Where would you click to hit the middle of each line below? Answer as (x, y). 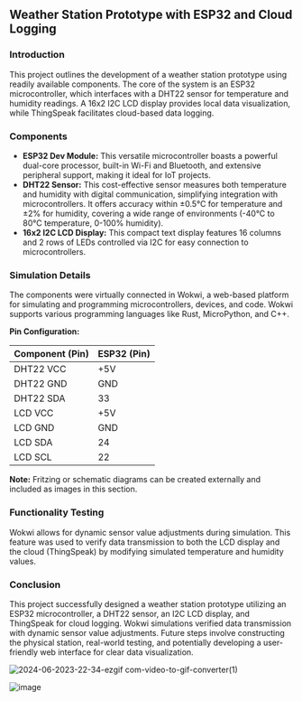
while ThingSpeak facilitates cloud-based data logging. (112, 113)
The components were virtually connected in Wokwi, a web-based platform (149, 295)
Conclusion (35, 584)
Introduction (37, 55)
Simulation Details (50, 275)
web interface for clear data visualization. (117, 652)
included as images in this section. (73, 489)
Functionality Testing (57, 512)
